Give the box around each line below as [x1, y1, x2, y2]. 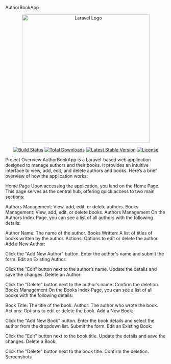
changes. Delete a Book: [5, 338, 57, 345]
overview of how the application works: [5, 173, 88, 179]
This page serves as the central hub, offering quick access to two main [5, 188, 155, 194]
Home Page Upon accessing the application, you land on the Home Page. [5, 183, 160, 189]
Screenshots [5, 354, 32, 360]
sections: [5, 194, 25, 200]
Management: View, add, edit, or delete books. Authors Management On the [5, 209, 165, 215]
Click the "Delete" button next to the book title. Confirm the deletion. [5, 348, 149, 354]
